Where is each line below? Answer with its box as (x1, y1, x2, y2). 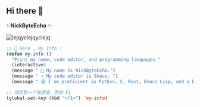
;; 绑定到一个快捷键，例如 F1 (6, 89, 71, 96)
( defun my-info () (6, 51, 52, 57)
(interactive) (11, 62, 46, 68)
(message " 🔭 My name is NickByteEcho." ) (11, 68, 116, 74)
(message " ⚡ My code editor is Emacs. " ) (11, 73, 118, 80)
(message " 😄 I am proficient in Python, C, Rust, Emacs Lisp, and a (11, 79, 190, 85)
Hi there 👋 (6, 6, 43, 16)
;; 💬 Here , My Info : (6, 45, 62, 51)
